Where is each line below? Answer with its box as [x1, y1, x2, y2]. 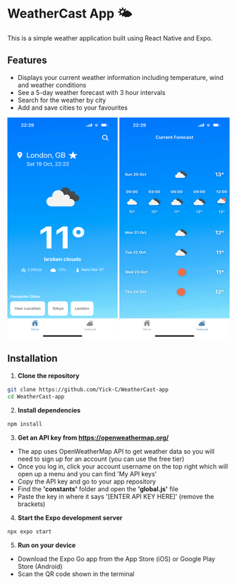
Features [7, 55, 47, 67]
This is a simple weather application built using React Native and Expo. [7, 33, 213, 42]
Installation [7, 353, 58, 365]
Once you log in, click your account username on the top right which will [17, 462, 229, 471]
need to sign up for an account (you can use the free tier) [17, 454, 185, 464]
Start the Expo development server [17, 514, 123, 522]
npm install [7, 420, 42, 428]
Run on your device [17, 541, 76, 549]
